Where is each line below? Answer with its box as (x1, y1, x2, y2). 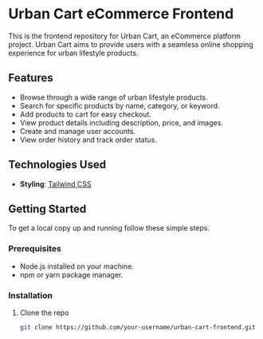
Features (8, 71, 53, 85)
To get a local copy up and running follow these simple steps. (8, 223, 210, 233)
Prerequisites (8, 243, 61, 254)
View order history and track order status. (19, 135, 158, 144)
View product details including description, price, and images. (19, 117, 223, 128)
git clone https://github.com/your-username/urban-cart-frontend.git (19, 323, 257, 331)
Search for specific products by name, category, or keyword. (19, 101, 221, 110)
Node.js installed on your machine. (19, 261, 134, 271)
